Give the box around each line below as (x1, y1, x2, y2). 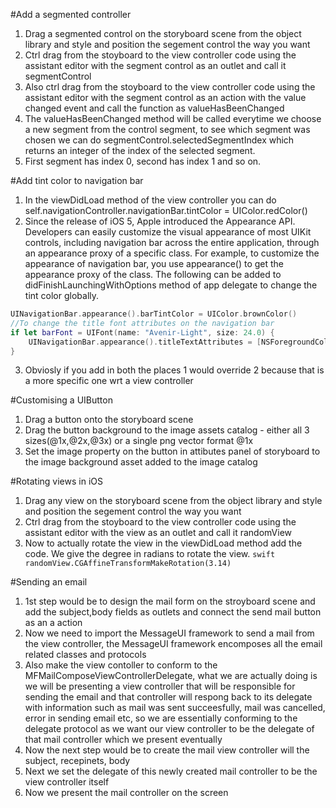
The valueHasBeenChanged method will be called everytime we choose (24, 113, 322, 124)
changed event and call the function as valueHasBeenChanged (24, 102, 285, 114)
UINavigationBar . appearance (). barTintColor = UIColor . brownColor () (10, 309, 298, 319)
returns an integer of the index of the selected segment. (24, 145, 256, 156)
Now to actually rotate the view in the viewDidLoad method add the (24, 537, 303, 549)
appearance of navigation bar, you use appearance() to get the (24, 258, 285, 269)
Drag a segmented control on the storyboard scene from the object (24, 28, 302, 39)
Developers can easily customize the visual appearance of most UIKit (24, 226, 312, 238)
